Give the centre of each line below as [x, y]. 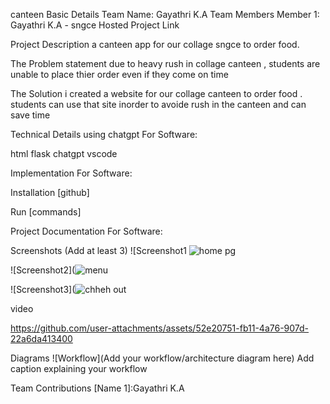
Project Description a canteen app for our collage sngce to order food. [155, 44]
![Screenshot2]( [43, 270]
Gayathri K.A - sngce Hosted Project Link [95, 25]
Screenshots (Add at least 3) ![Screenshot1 [98, 250]
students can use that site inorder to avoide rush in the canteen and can [158, 104]
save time [30, 115]
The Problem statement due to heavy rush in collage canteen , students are [165, 63]
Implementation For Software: [71, 173]
